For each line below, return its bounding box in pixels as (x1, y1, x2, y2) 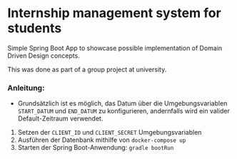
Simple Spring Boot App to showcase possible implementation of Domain (7, 43, 223, 52)
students (7, 20, 62, 36)
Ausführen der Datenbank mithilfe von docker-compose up (17, 135, 186, 144)
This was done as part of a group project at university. (7, 65, 167, 73)
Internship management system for (7, 5, 221, 21)
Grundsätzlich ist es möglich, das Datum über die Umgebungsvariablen (17, 99, 228, 108)
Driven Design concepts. (7, 51, 80, 60)
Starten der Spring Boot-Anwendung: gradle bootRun (17, 143, 174, 152)
